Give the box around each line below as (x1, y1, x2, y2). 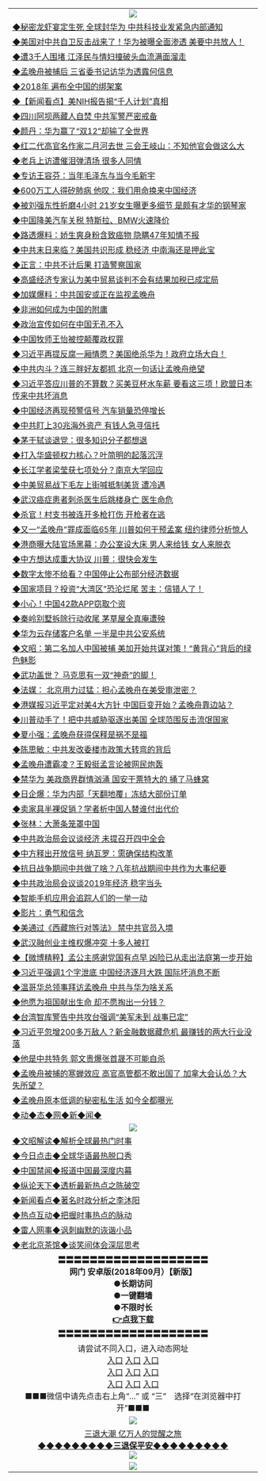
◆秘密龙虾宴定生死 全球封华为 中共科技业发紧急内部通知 (12, 21, 223, 33)
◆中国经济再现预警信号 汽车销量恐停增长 (12, 405, 166, 415)
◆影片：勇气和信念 (12, 908, 85, 918)
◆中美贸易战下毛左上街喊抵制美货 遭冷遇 (12, 480, 166, 490)
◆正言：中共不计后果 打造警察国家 (12, 259, 142, 270)
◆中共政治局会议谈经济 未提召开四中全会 (12, 833, 166, 844)
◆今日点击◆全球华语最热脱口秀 (12, 1150, 132, 1161)
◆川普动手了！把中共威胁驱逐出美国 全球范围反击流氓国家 (12, 714, 230, 725)
